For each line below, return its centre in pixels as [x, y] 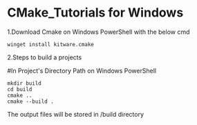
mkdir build [24, 83]
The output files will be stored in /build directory [75, 114]
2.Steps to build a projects [45, 57]
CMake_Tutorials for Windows [95, 13]
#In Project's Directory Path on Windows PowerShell [82, 70]
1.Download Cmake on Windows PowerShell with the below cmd [98, 32]
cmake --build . [30, 102]
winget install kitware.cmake [51, 44]
